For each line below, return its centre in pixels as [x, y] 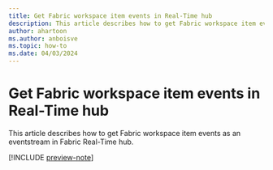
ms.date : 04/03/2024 [43, 53]
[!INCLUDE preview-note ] [51, 157]
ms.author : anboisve [43, 38]
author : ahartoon [38, 31]
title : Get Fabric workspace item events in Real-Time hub [110, 16]
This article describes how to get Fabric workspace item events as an [125, 133]
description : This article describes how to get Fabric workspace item [132, 23]
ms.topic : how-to [38, 46]
